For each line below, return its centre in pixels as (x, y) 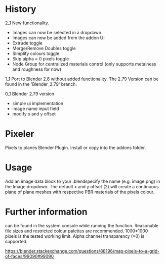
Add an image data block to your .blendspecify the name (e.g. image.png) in (83, 181)
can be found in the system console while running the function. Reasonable (82, 225)
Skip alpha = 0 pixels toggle (41, 58)
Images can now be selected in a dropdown (57, 32)
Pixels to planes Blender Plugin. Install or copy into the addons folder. (76, 148)
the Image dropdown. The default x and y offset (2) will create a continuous (82, 186)
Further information (46, 212)
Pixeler (20, 134)
